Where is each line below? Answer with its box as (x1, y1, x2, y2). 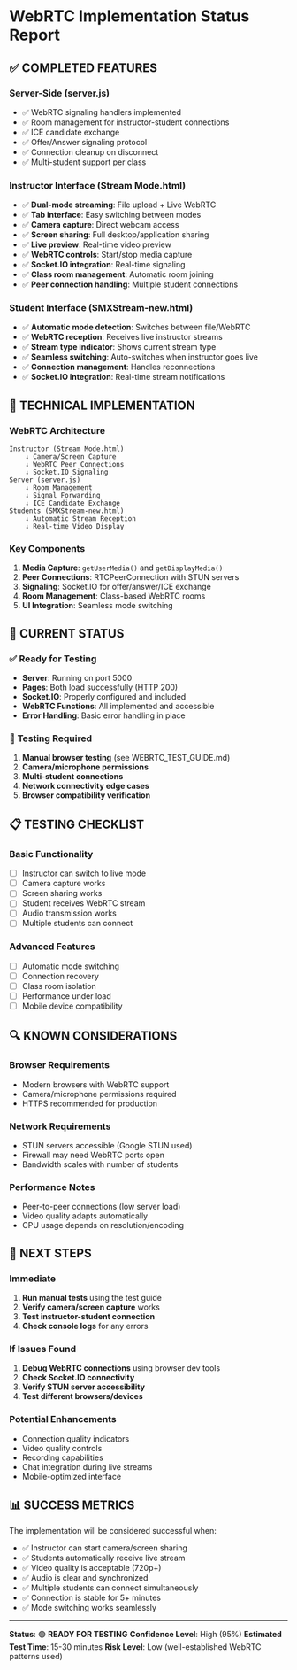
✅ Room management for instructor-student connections (21, 117, 230, 128)
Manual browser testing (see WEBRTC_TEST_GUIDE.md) (21, 753, 231, 763)
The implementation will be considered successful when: (9, 1526, 217, 1536)
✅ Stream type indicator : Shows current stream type (21, 342, 217, 352)
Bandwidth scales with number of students (21, 1159, 179, 1170)
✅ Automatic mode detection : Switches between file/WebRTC (21, 321, 251, 333)
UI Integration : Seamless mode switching (21, 600, 174, 611)
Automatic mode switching (21, 961, 120, 971)
